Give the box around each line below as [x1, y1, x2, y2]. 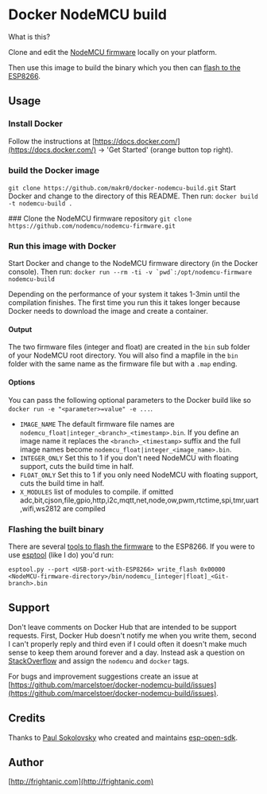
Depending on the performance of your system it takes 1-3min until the [8, 289, 241, 299]
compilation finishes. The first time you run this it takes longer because [8, 298, 241, 307]
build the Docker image [8, 165, 100, 176]
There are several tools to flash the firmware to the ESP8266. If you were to [8, 542, 256, 551]
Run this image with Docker [8, 241, 117, 252]
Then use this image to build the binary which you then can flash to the [8, 62, 241, 72]
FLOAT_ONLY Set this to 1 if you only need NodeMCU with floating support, [19, 470, 258, 479]
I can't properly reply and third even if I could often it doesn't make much [8, 639, 248, 648]
